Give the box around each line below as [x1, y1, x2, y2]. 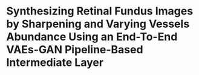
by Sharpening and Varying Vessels [6, 17, 190, 31]
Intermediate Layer [6, 56, 104, 70]
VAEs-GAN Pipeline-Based [6, 43, 143, 57]
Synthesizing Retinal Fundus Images [6, 4, 194, 18]
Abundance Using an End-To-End [6, 30, 178, 44]
